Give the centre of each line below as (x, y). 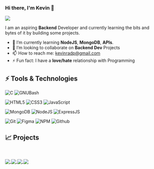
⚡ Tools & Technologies (41, 78)
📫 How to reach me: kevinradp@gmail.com (56, 53)
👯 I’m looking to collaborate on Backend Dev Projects (66, 48)
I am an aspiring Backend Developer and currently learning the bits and (77, 28)
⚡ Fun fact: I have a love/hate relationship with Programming (73, 60)
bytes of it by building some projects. (42, 33)
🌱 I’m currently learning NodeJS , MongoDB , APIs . (63, 42)
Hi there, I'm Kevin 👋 (30, 8)
